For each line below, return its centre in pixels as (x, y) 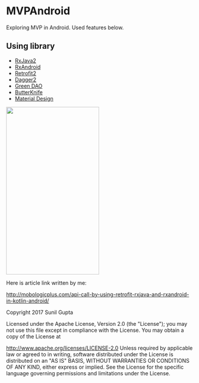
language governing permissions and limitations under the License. (88, 373)
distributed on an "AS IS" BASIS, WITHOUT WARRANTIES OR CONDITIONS (98, 360)
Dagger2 (26, 79)
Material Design (34, 98)
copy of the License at (34, 336)
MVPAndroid (38, 11)
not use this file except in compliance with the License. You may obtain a (95, 330)
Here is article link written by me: (47, 283)
